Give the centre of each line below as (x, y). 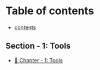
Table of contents (50, 11)
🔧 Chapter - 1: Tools (38, 60)
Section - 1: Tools (38, 46)
